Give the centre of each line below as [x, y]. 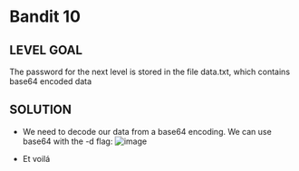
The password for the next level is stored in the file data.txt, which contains [150, 71]
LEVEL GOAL [46, 50]
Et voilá [36, 158]
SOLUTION [41, 110]
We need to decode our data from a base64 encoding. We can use [147, 131]
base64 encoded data [51, 81]
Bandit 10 [45, 17]
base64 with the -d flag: [68, 141]
